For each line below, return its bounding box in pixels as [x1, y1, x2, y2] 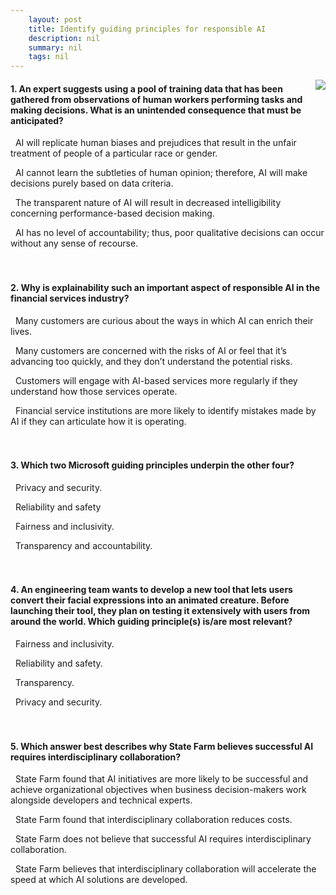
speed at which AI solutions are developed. [10, 874, 188, 886]
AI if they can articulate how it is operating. [10, 415, 187, 427]
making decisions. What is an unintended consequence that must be [10, 104, 302, 116]
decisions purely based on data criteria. [10, 177, 174, 190]
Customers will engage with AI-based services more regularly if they [14, 374, 298, 386]
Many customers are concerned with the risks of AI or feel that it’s [14, 344, 287, 356]
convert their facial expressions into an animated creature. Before [10, 594, 290, 606]
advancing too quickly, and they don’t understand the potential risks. [10, 355, 293, 367]
